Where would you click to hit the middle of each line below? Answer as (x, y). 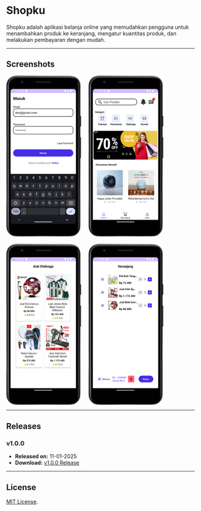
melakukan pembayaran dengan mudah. (56, 40)
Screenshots (31, 64)
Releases (24, 426)
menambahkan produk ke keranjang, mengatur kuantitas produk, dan (91, 33)
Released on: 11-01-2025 (46, 456)
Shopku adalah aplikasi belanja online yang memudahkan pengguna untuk (98, 27)
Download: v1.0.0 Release (47, 463)
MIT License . (22, 501)
